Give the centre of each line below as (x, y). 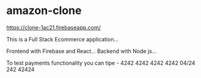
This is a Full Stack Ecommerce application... (63, 39)
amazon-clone (44, 11)
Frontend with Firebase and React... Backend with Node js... (82, 51)
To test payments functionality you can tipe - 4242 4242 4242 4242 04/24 (101, 63)
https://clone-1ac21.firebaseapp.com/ (53, 27)
